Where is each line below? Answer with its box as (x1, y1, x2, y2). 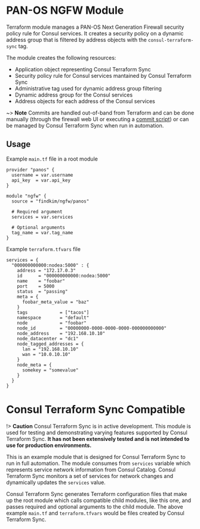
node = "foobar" (17, 320, 87, 326)
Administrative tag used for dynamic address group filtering (14, 84, 162, 92)
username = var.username (11, 172, 73, 178)
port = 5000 (17, 283, 55, 289)
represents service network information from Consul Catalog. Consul (6, 465, 176, 473)
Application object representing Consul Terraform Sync (14, 65, 151, 72)
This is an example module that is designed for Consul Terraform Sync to (6, 453, 186, 460)
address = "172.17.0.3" (17, 267, 76, 273)
